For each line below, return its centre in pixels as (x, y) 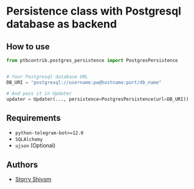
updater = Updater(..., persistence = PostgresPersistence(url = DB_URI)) (98, 99)
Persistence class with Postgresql (94, 11)
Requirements (33, 118)
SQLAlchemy (29, 140)
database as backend (62, 24)
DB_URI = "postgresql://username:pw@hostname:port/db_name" (84, 82)
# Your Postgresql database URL (47, 77)
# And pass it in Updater (39, 93)
